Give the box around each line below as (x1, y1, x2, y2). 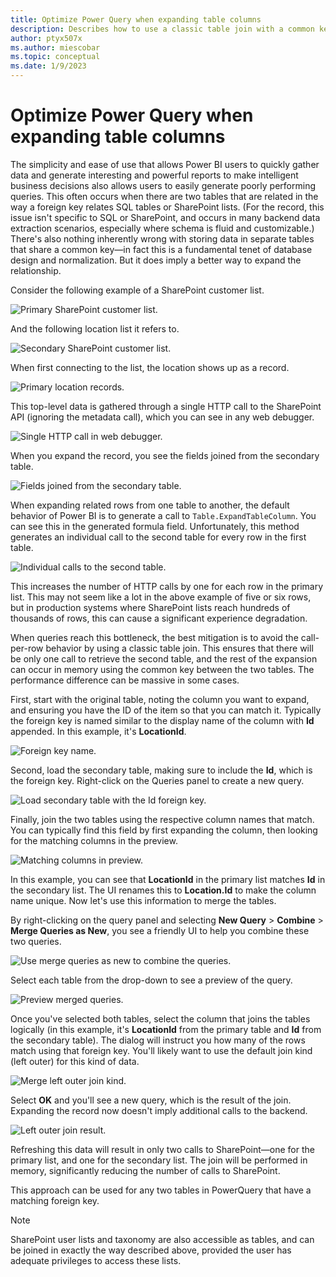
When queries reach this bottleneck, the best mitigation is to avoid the (10, 631, 299, 643)
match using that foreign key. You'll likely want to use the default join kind (10, 1044, 313, 1056)
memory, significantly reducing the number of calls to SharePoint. (10, 1164, 281, 1176)
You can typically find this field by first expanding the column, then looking (10, 824, 318, 836)
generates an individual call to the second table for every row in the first (10, 531, 307, 543)
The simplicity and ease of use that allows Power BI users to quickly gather (10, 158, 320, 170)
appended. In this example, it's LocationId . (10, 725, 187, 737)
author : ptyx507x (10, 33, 83, 43)
